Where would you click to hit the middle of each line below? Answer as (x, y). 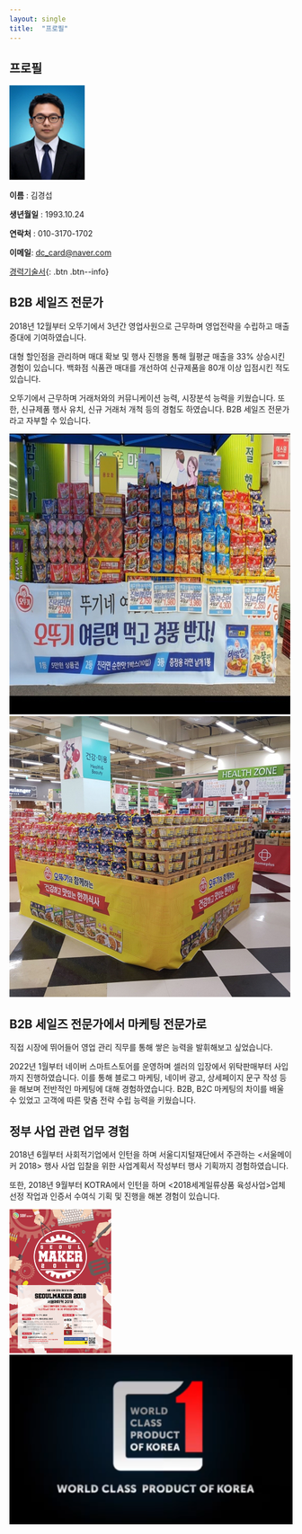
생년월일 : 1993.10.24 (47, 214)
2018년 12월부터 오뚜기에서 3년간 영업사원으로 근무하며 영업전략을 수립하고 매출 (150, 326)
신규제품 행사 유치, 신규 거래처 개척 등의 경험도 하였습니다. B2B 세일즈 (143, 409)
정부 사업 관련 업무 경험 (70, 1131)
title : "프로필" (39, 28)
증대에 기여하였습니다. (48, 337)
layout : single (38, 19)
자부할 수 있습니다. (58, 420)
